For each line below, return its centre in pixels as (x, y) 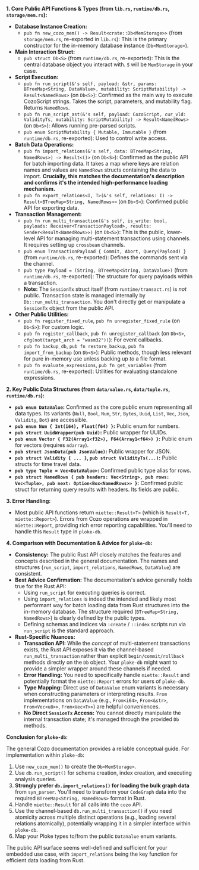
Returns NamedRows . (47, 108)
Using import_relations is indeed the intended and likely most (100, 599)
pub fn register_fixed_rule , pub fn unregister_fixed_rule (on (102, 321)
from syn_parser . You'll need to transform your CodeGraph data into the (100, 792)
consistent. (29, 574)
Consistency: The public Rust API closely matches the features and (98, 554)
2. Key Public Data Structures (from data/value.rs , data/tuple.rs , (88, 389)
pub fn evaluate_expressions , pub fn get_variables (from (95, 365)
